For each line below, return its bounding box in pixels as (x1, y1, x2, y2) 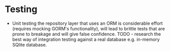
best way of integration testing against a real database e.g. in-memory (12, 36, 160, 42)
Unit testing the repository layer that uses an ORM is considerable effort (12, 20, 163, 26)
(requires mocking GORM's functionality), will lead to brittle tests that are (12, 25, 165, 31)
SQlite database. (12, 41, 47, 47)
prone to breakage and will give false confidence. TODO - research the (12, 31, 161, 37)
